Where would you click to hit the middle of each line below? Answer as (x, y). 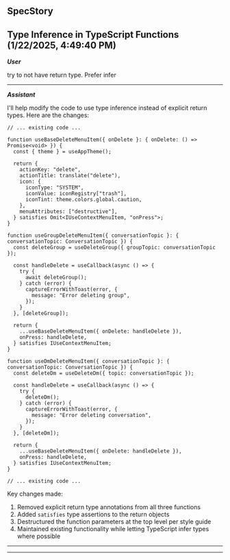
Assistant (21, 94)
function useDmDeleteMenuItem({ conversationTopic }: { (88, 361)
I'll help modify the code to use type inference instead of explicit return (107, 108)
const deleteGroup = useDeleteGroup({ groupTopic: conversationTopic (114, 248)
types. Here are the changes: (48, 115)
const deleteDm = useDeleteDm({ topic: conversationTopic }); (104, 373)
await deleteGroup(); (56, 278)
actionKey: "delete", (50, 170)
